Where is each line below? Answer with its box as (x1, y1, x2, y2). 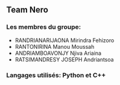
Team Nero (6, 5, 48, 15)
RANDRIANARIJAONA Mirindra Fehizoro (14, 36, 115, 44)
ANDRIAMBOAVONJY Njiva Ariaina (14, 49, 101, 57)
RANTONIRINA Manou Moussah (14, 43, 95, 50)
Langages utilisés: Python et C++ (6, 71, 106, 79)
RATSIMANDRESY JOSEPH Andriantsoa (14, 55, 114, 63)
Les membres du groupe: (6, 23, 81, 31)
